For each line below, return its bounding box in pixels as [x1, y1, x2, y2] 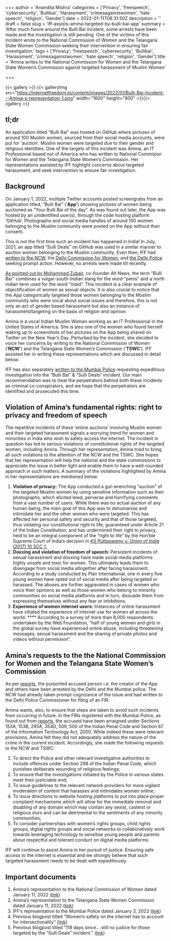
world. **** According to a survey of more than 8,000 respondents [12, 614, 154, 620]
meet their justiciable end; [12, 777, 68, 783]
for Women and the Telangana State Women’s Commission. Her [5, 156, 139, 162]
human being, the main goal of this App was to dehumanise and [12, 505, 147, 512]
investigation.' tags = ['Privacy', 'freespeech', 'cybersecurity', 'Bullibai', [5, 48, 154, 54]
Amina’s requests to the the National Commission [5, 651, 166, 660]
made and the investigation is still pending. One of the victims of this [5, 32, 150, 37]
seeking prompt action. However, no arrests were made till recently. [5, 260, 148, 266]
